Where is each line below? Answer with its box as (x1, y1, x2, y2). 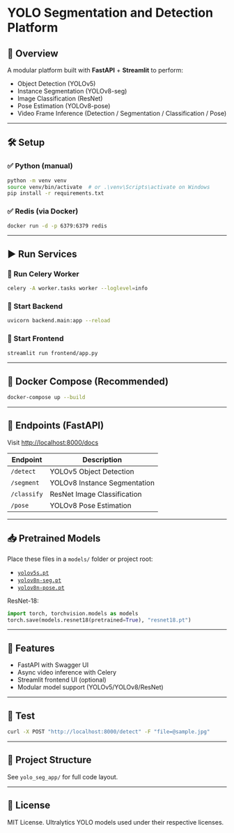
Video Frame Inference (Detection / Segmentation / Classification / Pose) (17, 110, 227, 117)
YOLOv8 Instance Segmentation (49, 478, 155, 488)
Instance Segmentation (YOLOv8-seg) (17, 87, 127, 95)
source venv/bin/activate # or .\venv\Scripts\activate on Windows (7, 183, 210, 190)
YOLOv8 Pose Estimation (49, 500, 132, 510)
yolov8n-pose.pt (17, 584, 65, 591)
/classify (10, 490, 43, 498)
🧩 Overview (7, 47, 58, 59)
